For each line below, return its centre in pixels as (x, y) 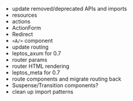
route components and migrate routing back (66, 79)
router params (29, 60)
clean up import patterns (42, 92)
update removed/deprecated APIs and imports (70, 9)
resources (24, 15)
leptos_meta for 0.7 (36, 72)
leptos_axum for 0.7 (36, 53)
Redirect (22, 34)
